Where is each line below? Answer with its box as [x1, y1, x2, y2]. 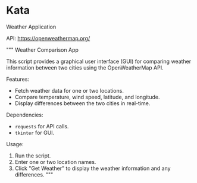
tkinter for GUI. [14, 129, 55, 136]
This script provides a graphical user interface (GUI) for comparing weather [6, 58, 192, 65]
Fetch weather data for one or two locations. [14, 87, 124, 94]
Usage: [6, 140, 24, 147]
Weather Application [6, 23, 57, 30]
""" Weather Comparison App [6, 46, 79, 53]
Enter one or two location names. [14, 158, 96, 165]
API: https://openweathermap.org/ [6, 34, 90, 42]
